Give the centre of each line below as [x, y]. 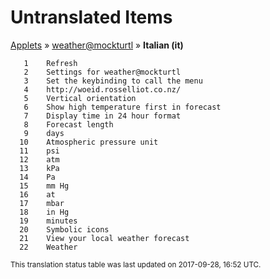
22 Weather [48, 247]
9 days [44, 133]
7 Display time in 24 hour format [102, 116]
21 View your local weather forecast [104, 238]
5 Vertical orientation [80, 98]
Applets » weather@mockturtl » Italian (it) [97, 45]
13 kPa [39, 168]
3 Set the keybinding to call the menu [113, 81]
